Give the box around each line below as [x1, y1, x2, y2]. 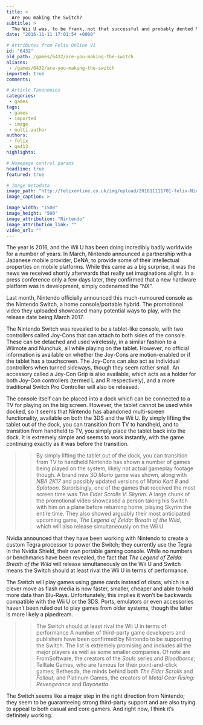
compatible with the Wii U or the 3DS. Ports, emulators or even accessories [6, 598, 194, 605]
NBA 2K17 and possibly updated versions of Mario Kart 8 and [36, 477, 189, 485]
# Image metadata [6, 183, 50, 189]
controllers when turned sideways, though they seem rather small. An [6, 364, 179, 371]
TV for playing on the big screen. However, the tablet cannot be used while [6, 402, 193, 409]
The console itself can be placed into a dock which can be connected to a [6, 395, 190, 402]
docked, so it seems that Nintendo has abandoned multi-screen [6, 408, 165, 416]
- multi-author [8, 127, 47, 133]
